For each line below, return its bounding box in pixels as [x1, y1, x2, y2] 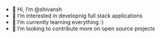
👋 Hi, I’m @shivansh [12, 6, 63, 13]
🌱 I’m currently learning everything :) [12, 19, 104, 25]
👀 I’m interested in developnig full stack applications [12, 12, 143, 19]
